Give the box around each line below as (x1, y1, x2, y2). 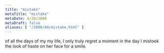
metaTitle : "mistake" (5, 12, 49, 16)
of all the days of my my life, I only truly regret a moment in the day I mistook (5, 38, 159, 44)
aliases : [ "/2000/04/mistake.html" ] (5, 25, 84, 30)
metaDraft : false (5, 20, 41, 26)
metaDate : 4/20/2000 (5, 16, 47, 21)
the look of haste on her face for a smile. (5, 43, 87, 49)
